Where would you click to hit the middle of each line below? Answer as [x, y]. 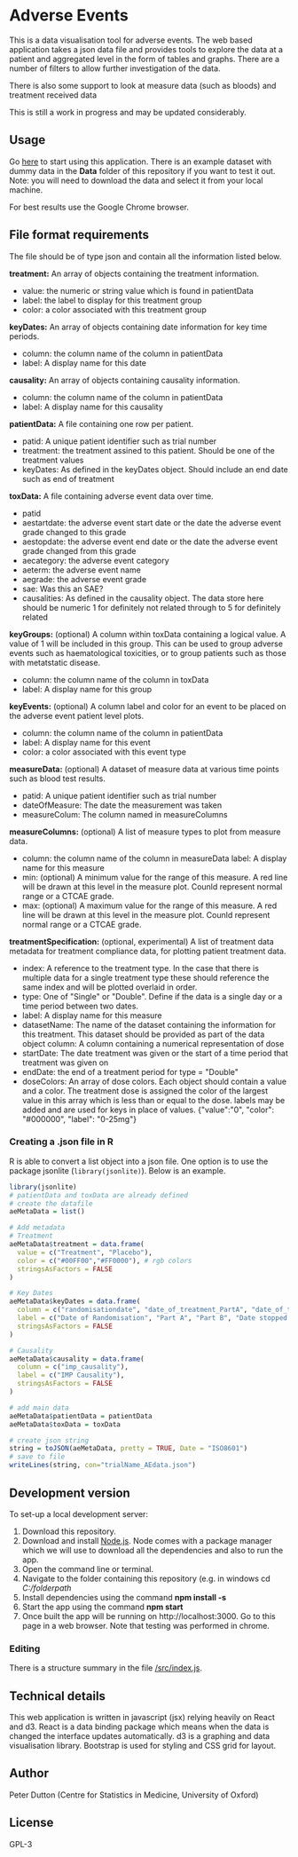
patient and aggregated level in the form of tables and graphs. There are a [145, 59]
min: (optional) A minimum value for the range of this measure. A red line [155, 877]
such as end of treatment [68, 478]
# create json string [49, 1440]
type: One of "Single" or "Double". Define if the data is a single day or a [152, 996]
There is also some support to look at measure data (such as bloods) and [143, 85]
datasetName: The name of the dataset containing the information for [149, 1024]
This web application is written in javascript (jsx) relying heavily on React [142, 1718]
